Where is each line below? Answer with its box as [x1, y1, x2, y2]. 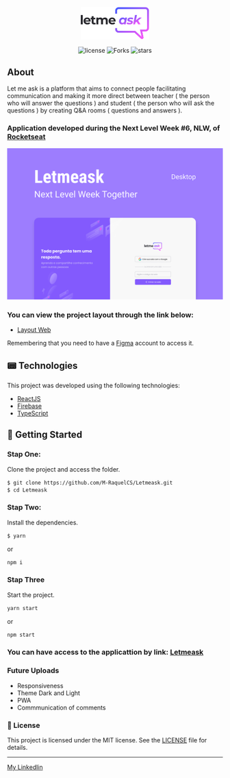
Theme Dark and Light [16, 689, 81, 697]
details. [7, 744, 28, 752]
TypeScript [16, 409, 49, 417]
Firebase [16, 402, 42, 411]
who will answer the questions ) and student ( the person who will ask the [7, 99, 215, 108]
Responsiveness [16, 681, 64, 690]
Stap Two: [7, 502, 42, 512]
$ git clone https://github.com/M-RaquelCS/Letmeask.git [7, 479, 173, 486]
